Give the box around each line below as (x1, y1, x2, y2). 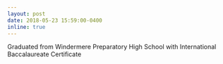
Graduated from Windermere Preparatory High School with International (7, 43, 217, 51)
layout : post (7, 10, 46, 18)
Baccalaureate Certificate (7, 50, 82, 58)
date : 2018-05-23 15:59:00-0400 (7, 17, 102, 24)
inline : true (7, 23, 46, 30)
